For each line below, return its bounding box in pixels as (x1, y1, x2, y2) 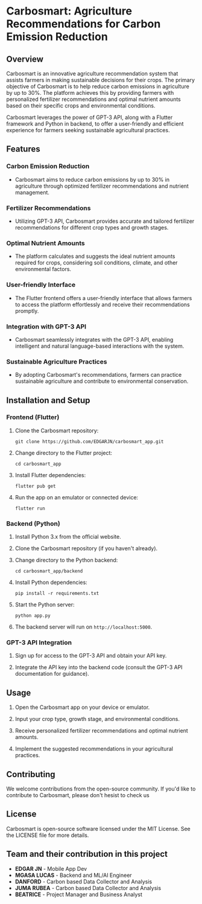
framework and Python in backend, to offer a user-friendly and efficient (6, 120, 184, 127)
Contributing (6, 769, 55, 780)
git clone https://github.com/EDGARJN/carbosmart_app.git (14, 438, 164, 444)
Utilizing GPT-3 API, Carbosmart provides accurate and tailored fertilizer (14, 217, 195, 225)
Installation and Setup (6, 395, 90, 405)
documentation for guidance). (14, 670, 89, 678)
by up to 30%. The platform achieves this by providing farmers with (6, 89, 174, 96)
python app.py (14, 613, 51, 619)
